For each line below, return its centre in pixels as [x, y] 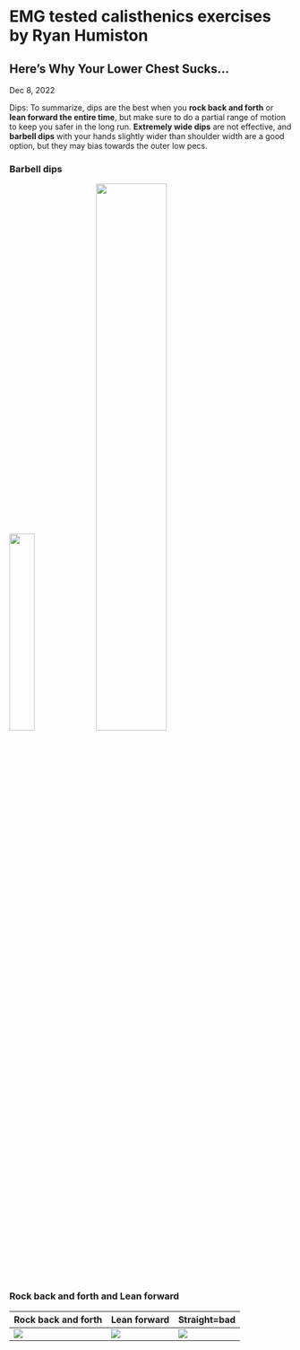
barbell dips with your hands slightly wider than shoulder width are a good [147, 136]
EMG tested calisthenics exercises [140, 17]
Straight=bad [206, 1319]
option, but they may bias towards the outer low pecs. [108, 146]
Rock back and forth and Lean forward [94, 1296]
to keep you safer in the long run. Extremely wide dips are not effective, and [150, 127]
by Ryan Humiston [79, 35]
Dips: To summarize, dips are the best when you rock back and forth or [141, 108]
